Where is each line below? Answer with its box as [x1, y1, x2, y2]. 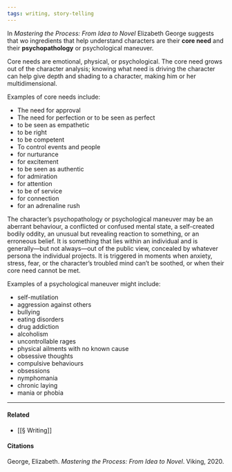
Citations [7, 442, 35, 450]
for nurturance [17, 150, 59, 158]
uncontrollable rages [17, 337, 76, 346]
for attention [17, 179, 53, 187]
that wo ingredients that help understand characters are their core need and [7, 36, 224, 45]
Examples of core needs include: [7, 93, 101, 101]
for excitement [17, 157, 59, 166]
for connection [17, 194, 59, 202]
